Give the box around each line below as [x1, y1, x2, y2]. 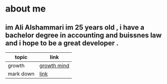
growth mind [39, 62, 70, 69]
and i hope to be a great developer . [5, 39, 119, 47]
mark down [8, 70, 34, 77]
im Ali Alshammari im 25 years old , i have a [5, 23, 145, 32]
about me [5, 3, 46, 15]
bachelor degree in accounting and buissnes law [5, 31, 162, 39]
